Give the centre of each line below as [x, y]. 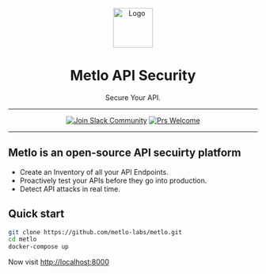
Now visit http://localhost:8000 [59, 262]
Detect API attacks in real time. [70, 189]
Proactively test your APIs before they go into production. [113, 180]
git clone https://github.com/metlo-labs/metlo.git [95, 232]
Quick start [36, 214]
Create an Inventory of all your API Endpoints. [94, 172]
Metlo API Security [133, 76]
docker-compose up [38, 247]
